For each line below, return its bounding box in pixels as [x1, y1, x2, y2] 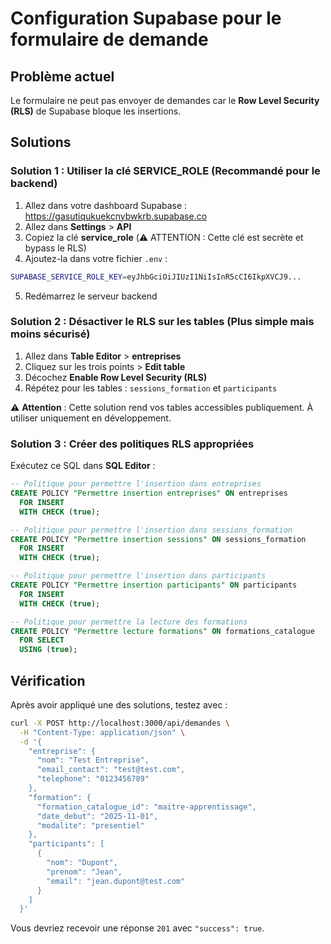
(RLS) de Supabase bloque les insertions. [10, 105, 182, 117]
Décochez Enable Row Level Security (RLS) [24, 371, 208, 383]
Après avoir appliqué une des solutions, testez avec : [10, 698, 228, 711]
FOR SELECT [19, 635, 65, 646]
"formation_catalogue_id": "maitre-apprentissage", [36, 802, 257, 812]
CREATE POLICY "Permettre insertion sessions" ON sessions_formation [10, 534, 307, 544]
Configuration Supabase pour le [10, 7, 282, 30]
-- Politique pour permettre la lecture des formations [10, 617, 248, 627]
